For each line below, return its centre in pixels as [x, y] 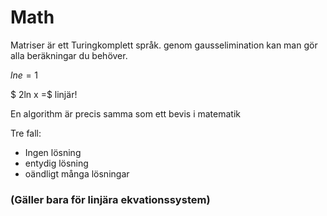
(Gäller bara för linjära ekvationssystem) [110, 199]
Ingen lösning [53, 152]
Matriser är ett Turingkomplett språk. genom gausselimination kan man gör [164, 45]
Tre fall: [26, 133]
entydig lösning [56, 163]
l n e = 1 [24, 75]
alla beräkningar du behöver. [69, 55]
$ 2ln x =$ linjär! [44, 94]
